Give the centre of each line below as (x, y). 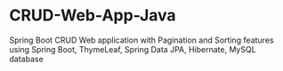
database (27, 59)
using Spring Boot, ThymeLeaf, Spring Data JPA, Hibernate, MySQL (133, 49)
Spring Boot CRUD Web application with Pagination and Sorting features (141, 40)
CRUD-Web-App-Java (93, 16)
